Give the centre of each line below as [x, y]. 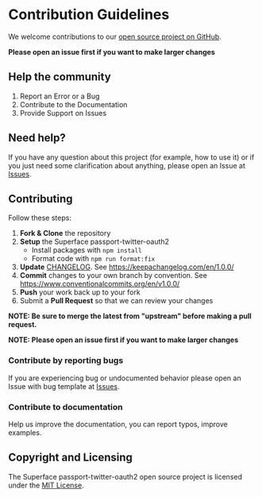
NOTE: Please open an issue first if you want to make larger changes [123, 340]
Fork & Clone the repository [65, 233]
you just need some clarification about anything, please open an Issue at [127, 165]
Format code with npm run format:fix [93, 259]
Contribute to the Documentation [73, 104]
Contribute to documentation [65, 406]
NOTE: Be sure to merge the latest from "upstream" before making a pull [130, 316]
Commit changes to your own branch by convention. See [114, 275]
